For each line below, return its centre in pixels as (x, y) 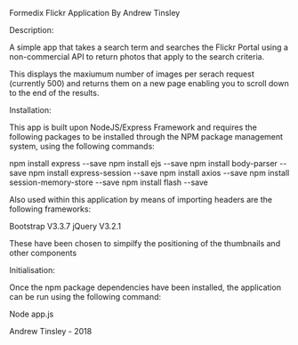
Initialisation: (32, 270)
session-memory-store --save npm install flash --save (109, 182)
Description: (32, 30)
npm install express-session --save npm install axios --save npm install (159, 173)
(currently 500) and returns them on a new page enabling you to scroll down (149, 83)
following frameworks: (50, 209)
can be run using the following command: (85, 297)
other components (43, 253)
